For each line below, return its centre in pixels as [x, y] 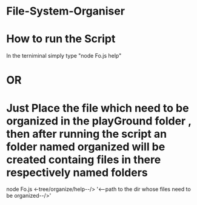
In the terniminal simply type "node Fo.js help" [64, 56]
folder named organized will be [86, 146]
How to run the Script [61, 39]
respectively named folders [77, 173]
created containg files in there [84, 160]
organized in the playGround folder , [99, 121]
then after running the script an [87, 134]
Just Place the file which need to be [98, 108]
